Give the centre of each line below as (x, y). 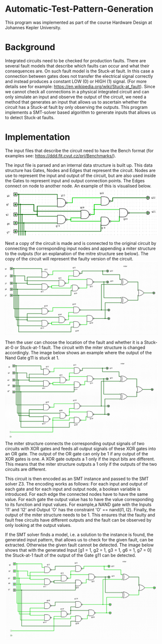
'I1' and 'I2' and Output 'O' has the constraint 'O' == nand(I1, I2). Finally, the (80, 510)
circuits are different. (26, 470)
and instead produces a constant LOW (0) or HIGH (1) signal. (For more (76, 81)
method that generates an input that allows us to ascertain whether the (76, 102)
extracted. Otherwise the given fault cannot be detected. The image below (80, 545)
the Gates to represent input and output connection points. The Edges (75, 180)
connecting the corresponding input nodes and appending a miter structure (81, 248)
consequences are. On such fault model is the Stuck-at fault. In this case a (80, 71)
